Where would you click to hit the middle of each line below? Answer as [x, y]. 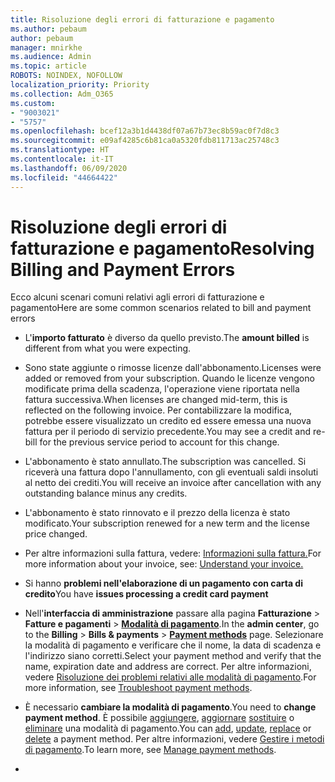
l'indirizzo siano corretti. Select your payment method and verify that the [173, 656]
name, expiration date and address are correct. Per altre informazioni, [168, 667]
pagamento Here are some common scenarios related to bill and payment [161, 308]
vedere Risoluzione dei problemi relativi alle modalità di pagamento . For [170, 677]
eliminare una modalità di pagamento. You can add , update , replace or [168, 728]
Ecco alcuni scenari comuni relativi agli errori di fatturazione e [137, 297]
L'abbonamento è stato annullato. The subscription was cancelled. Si [165, 462]
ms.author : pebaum [48, 29]
